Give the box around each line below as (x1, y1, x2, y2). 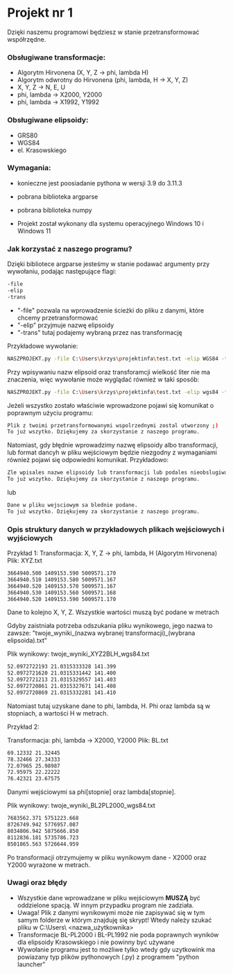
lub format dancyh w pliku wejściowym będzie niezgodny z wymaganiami (7, 448, 217, 456)
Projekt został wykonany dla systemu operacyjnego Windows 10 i (17, 219, 205, 227)
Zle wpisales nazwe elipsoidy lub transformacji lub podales (7, 469, 188, 477)
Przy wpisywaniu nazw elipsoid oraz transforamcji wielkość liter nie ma (7, 368, 210, 376)
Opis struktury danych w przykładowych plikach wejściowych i (7, 525, 225, 534)
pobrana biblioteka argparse (17, 192, 98, 201)
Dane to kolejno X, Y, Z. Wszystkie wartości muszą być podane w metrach (7, 608, 220, 616)
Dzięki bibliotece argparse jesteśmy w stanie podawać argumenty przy (7, 260, 210, 268)
